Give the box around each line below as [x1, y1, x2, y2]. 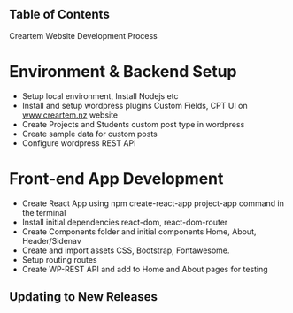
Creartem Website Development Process [9, 30, 158, 41]
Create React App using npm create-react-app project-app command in [21, 198, 285, 209]
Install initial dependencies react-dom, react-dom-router [21, 217, 228, 227]
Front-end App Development [9, 168, 224, 188]
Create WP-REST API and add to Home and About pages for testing [21, 263, 268, 274]
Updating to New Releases [9, 289, 158, 304]
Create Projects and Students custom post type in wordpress [21, 118, 245, 129]
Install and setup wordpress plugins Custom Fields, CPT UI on [21, 100, 248, 111]
